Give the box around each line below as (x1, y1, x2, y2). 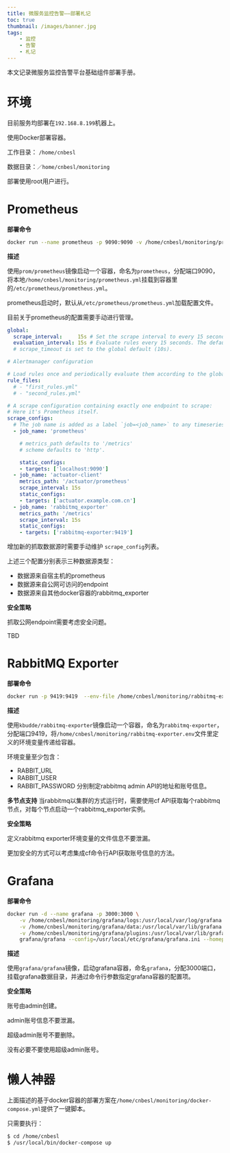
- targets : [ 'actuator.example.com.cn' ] (19, 497, 136, 504)
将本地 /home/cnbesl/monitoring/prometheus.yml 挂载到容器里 (7, 275, 178, 284)
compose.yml (7, 1106, 41, 1113)
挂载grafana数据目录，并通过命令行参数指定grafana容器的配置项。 (7, 972, 195, 981)
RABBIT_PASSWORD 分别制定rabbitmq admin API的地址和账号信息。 (16, 781, 211, 790)
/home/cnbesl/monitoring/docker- (116, 1097, 212, 1104)
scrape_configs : (7, 415, 53, 422)
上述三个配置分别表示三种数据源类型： (7, 557, 115, 565)
